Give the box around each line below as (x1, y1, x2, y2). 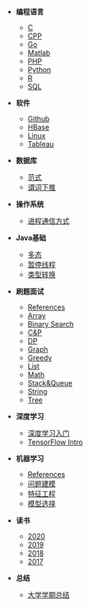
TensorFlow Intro (27, 437, 83, 447)
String (27, 387, 47, 396)
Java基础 (15, 233, 47, 242)
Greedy (27, 353, 52, 363)
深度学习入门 (27, 428, 70, 438)
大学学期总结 (27, 590, 70, 599)
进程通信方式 (27, 217, 70, 225)
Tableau (27, 140, 54, 148)
